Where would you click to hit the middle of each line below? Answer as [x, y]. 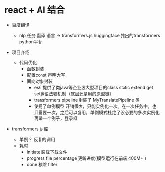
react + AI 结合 [35, 10]
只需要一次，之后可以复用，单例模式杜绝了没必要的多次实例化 [97, 112]
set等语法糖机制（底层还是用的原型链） [74, 93]
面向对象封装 [40, 81]
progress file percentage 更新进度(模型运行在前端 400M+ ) [86, 158]
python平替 [31, 41]
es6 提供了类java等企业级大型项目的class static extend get [94, 87]
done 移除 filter [42, 164]
